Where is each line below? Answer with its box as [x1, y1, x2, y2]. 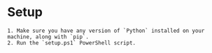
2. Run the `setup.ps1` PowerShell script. [7, 39, 136, 46]
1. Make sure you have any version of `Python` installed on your [7, 27, 205, 34]
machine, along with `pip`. [7, 33, 90, 40]
